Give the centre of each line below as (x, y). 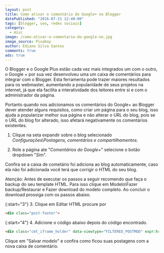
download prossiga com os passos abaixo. (48, 195)
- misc (16, 32)
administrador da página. (30, 95)
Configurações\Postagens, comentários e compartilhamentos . (75, 140)
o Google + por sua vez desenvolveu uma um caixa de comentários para (78, 75)
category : (15, 28)
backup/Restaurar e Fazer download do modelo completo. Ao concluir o (78, 190)
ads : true (15, 55)
